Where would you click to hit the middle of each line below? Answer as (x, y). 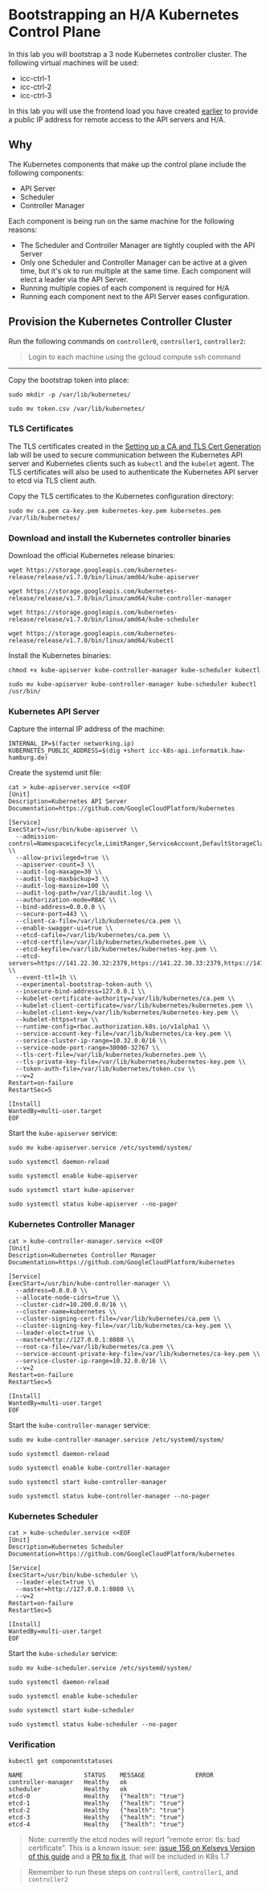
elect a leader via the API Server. (74, 279)
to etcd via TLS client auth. (53, 480)
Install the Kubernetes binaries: (59, 656)
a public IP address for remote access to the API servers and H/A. (117, 119)
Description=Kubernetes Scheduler (66, 1547)
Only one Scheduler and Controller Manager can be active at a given (133, 262)
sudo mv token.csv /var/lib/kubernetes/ (77, 409)
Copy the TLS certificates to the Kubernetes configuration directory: (121, 495)
